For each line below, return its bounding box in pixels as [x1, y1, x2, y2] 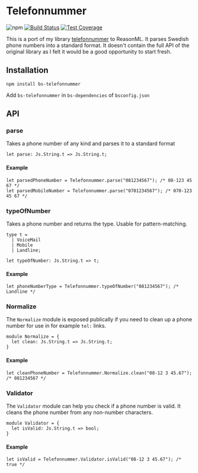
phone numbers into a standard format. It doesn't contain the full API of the [6, 42, 190, 49]
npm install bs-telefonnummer [6, 81, 81, 87]
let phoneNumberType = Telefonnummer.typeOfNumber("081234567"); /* [6, 284, 179, 290]
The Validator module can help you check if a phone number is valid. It [6, 402, 181, 409]
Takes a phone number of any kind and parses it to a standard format [6, 140, 175, 147]
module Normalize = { [6, 334, 60, 340]
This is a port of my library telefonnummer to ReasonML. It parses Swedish [6, 35, 189, 42]
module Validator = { [6, 420, 60, 426]
